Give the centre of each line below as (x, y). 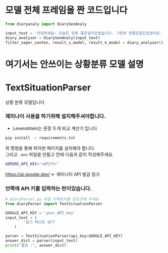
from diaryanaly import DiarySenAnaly (46, 24)
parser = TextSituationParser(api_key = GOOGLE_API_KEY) (64, 236)
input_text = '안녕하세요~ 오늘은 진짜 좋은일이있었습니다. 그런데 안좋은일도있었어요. (84, 33)
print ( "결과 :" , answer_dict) (36, 245)
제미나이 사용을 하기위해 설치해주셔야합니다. (55, 116)
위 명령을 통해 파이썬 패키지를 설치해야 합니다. (50, 148)
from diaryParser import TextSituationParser (54, 204)
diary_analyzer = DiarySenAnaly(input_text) (53, 38)
